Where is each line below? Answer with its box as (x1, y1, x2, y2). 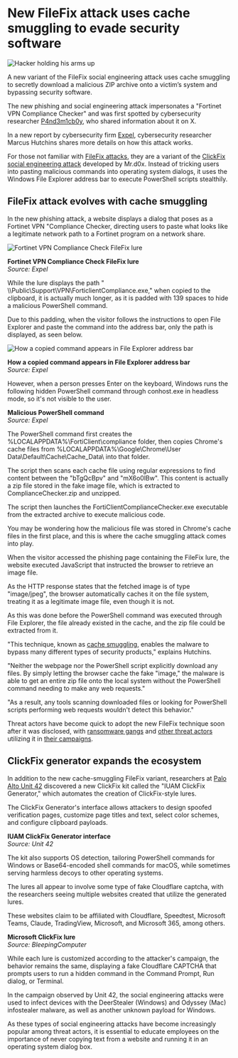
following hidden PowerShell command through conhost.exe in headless (7, 386, 219, 395)
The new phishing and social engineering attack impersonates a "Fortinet (7, 101, 222, 110)
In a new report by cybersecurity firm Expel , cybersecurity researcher (7, 130, 212, 139)
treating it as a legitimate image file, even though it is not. (7, 597, 175, 605)
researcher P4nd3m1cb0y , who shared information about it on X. (7, 116, 197, 125)
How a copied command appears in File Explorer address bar (7, 358, 190, 366)
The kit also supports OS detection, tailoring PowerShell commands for (7, 853, 215, 862)
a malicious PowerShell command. (7, 301, 108, 309)
